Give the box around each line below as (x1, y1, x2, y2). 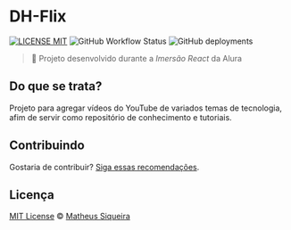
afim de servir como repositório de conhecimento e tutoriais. (9, 111, 232, 122)
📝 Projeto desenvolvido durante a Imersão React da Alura (30, 53, 243, 63)
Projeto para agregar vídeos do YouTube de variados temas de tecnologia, (9, 103, 283, 113)
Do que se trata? (9, 78, 103, 94)
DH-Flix (9, 6, 67, 27)
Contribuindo (9, 138, 85, 153)
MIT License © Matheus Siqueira (9, 211, 131, 222)
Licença (9, 187, 55, 202)
